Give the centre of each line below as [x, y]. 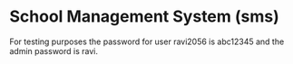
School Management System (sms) [144, 17]
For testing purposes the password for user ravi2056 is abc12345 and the [147, 41]
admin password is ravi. [54, 50]
